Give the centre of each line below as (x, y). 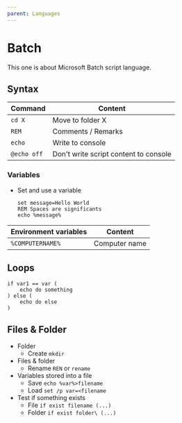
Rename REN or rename (59, 368)
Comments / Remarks (88, 131)
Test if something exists (51, 398)
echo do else (39, 302)
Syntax (23, 89)
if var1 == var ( (32, 284)
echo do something (46, 290)
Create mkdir (46, 354)
